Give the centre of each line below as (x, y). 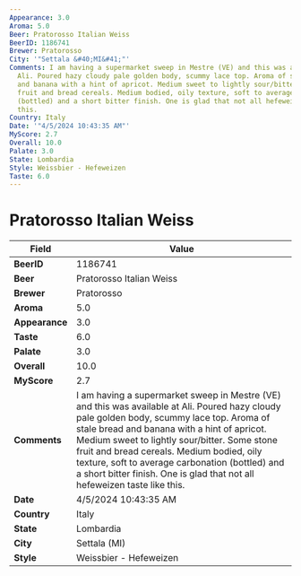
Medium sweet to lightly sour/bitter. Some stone (176, 441)
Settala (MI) (101, 544)
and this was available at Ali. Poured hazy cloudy (178, 406)
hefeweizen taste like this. (130, 485)
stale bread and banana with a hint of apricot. (171, 429)
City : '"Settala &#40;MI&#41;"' (69, 59)
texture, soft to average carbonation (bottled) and (180, 463)
